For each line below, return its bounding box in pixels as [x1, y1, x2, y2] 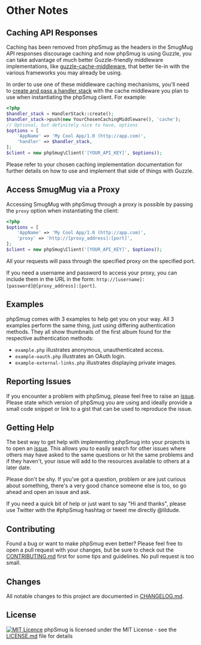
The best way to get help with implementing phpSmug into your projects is [6, 439, 190, 446]
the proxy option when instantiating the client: [6, 207, 119, 214]
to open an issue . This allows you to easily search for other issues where [6, 445, 186, 452]
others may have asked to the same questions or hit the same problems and [6, 451, 194, 458]
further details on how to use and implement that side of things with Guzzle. [6, 167, 194, 174]
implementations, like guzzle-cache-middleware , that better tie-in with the [6, 63, 190, 70]
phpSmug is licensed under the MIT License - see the [44, 626, 177, 633]
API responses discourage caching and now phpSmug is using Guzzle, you [6, 50, 192, 57]
